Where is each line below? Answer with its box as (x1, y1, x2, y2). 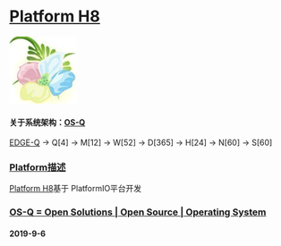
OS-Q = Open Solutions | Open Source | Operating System (9, 206, 267, 218)
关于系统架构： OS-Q (9, 116, 86, 127)
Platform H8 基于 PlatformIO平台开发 (9, 183, 142, 194)
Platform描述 (9, 161, 66, 174)
